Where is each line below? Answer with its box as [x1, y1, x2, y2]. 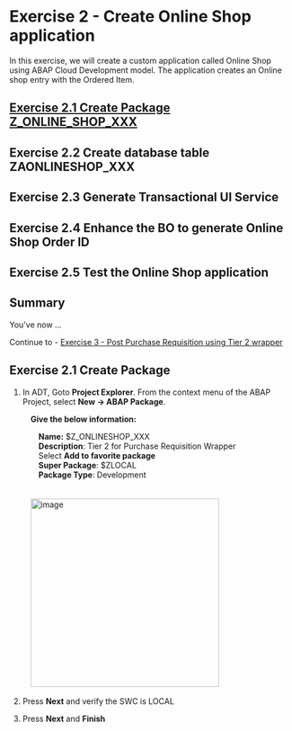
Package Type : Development [38, 469, 146, 480]
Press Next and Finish [22, 713, 106, 724]
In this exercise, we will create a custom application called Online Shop [9, 55, 272, 66]
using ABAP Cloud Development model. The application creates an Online [9, 65, 283, 76]
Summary [9, 295, 66, 311]
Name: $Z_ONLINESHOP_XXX [38, 431, 150, 441]
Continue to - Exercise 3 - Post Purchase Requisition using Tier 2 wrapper [9, 336, 283, 347]
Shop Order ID [9, 234, 90, 249]
